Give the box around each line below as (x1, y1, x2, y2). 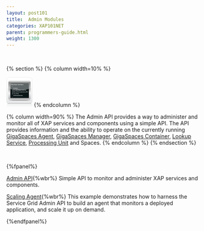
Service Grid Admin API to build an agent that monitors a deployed (6, 199, 173, 207)
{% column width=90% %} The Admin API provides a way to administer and (6, 113, 198, 120)
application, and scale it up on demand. (6, 206, 106, 213)
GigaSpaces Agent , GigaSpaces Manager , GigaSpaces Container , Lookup (6, 133, 191, 140)
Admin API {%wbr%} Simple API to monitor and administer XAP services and (6, 175, 199, 182)
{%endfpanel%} (6, 218, 48, 226)
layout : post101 (6, 10, 48, 16)
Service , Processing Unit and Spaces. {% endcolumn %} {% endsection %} (6, 139, 197, 147)
